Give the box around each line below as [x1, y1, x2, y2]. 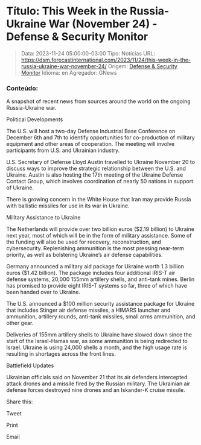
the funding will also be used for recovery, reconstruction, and [6, 238, 161, 245]
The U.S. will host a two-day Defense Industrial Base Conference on [6, 128, 176, 135]
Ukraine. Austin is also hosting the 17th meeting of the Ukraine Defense [6, 171, 183, 178]
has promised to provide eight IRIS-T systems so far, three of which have [6, 282, 187, 289]
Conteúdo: [6, 84, 38, 92]
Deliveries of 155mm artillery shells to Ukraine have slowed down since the [6, 331, 192, 338]
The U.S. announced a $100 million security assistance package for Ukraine [6, 300, 195, 308]
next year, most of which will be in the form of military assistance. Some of [6, 232, 192, 239]
